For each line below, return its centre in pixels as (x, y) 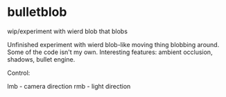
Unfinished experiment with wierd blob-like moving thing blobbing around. (113, 44)
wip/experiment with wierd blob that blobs (68, 31)
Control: (19, 73)
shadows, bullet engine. (41, 59)
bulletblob (37, 12)
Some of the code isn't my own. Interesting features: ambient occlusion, (110, 52)
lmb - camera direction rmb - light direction (69, 86)
